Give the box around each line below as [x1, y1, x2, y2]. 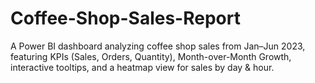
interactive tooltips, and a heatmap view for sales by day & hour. [10, 61, 275, 73]
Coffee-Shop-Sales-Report [10, 7, 241, 30]
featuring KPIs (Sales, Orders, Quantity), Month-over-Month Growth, [10, 50, 292, 62]
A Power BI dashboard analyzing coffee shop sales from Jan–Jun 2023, [10, 40, 306, 52]
